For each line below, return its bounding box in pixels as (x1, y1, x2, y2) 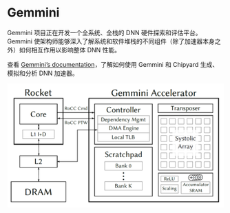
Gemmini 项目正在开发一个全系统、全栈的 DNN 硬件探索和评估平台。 (7, 28, 202, 37)
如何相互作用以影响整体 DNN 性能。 (19, 45, 121, 54)
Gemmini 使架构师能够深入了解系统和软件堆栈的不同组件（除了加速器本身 (7, 37, 216, 45)
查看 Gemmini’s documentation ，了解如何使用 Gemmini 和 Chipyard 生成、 (7, 60, 219, 68)
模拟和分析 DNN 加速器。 (7, 69, 79, 77)
